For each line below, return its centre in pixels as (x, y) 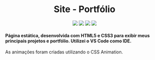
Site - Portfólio (85, 9)
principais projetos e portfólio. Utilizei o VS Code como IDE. (68, 41)
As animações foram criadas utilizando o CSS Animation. (64, 52)
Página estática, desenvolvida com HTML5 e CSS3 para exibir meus (77, 35)
